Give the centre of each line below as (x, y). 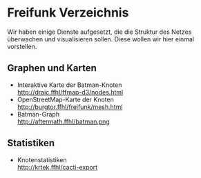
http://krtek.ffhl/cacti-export (57, 167)
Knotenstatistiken (42, 159)
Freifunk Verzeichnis (68, 13)
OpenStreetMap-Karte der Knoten (65, 99)
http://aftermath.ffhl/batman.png (64, 121)
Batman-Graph (38, 114)
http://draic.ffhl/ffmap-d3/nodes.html (70, 92)
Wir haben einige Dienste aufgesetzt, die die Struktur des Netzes (99, 32)
